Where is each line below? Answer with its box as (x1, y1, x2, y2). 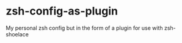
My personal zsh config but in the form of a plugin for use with (5, 24, 163, 31)
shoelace (5, 30, 29, 38)
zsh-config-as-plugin (5, 4, 118, 18)
